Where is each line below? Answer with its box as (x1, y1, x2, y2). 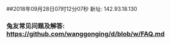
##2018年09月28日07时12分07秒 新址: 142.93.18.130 (6, 5, 137, 12)
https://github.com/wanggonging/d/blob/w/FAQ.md (6, 30, 165, 38)
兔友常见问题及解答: (6, 22, 65, 30)
